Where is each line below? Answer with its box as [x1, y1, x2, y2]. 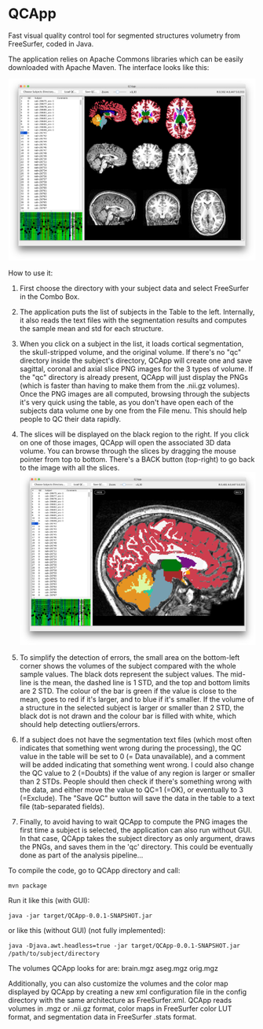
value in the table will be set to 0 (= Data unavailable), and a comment [19, 752, 246, 762]
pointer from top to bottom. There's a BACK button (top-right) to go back [19, 454, 255, 464]
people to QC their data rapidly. [19, 414, 122, 423]
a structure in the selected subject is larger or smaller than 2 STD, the [19, 703, 245, 713]
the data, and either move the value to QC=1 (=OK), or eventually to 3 [19, 785, 244, 795]
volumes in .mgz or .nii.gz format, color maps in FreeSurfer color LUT [8, 1004, 232, 1013]
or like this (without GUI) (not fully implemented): [8, 926, 166, 935]
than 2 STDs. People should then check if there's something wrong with [19, 776, 253, 787]
